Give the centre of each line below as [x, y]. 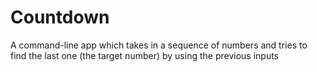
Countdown [60, 17]
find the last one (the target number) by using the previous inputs [144, 55]
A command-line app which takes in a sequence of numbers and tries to [159, 45]
